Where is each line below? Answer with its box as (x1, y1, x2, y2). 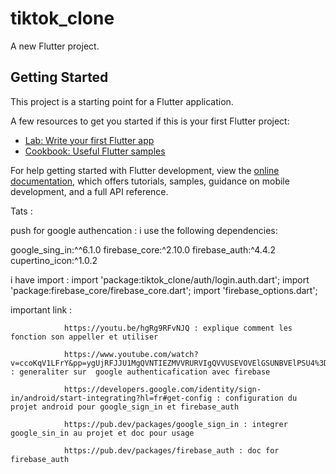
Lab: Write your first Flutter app (24, 134, 155, 146)
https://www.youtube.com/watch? (63, 349, 199, 359)
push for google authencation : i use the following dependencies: (10, 224, 278, 236)
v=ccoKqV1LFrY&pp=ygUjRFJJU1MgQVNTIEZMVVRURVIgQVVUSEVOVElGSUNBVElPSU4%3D (10, 358, 329, 368)
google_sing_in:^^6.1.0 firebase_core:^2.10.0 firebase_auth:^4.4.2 (10, 243, 276, 256)
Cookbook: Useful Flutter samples (24, 145, 166, 157)
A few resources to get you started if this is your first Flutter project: (10, 115, 290, 127)
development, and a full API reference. (10, 185, 169, 197)
